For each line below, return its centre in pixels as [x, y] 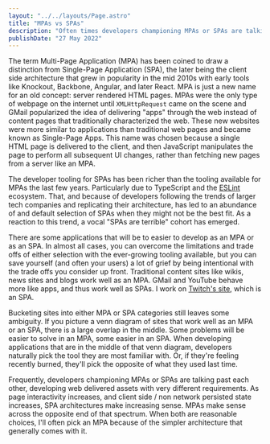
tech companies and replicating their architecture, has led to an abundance [133, 205]
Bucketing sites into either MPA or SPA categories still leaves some [119, 313]
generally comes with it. [48, 431]
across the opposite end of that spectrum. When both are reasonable [123, 414]
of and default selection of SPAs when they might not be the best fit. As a [130, 213]
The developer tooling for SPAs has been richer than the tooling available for [135, 179]
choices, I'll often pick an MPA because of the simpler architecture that [125, 422]
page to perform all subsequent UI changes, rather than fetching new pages [134, 155]
